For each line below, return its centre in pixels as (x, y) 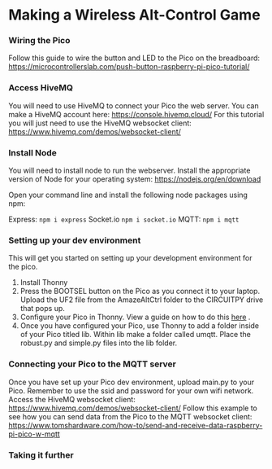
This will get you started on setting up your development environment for (130, 258)
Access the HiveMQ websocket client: (72, 399)
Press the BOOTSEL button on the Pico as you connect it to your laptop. (140, 291)
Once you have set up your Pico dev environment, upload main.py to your (131, 382)
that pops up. (42, 309)
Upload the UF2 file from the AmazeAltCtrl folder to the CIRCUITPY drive (142, 300)
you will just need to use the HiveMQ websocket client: (100, 123)
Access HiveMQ (41, 88)
